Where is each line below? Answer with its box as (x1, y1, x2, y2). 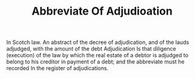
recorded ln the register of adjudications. (6, 65, 109, 72)
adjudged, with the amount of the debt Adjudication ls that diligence (6, 45, 176, 52)
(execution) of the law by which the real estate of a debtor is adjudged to (6, 52, 189, 59)
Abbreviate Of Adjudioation (31, 4, 173, 18)
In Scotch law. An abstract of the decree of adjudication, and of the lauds (6, 38, 190, 46)
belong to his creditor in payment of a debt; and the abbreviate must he (6, 58, 185, 65)
